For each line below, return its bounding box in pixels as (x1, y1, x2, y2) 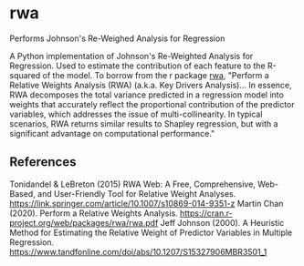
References (9, 154, 77, 170)
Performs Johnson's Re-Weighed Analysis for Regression (9, 33, 225, 44)
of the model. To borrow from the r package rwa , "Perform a (42, 69, 269, 80)
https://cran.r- (179, 208, 233, 219)
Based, (9, 188, 37, 199)
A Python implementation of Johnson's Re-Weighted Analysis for (9, 50, 254, 61)
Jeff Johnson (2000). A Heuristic (160, 217, 285, 228)
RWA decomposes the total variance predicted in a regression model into (9, 89, 285, 100)
